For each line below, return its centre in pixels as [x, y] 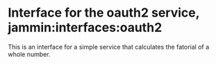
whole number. [29, 54]
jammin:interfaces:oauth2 [85, 27]
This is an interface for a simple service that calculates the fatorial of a [109, 47]
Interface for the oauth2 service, [104, 13]
